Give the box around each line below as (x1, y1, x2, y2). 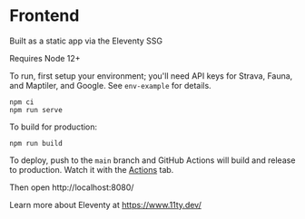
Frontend (9, 5, 80, 26)
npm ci (9, 97, 34, 107)
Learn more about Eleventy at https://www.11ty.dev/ (9, 199, 202, 210)
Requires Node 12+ (9, 52, 81, 63)
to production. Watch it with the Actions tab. (9, 164, 174, 175)
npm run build (9, 138, 64, 148)
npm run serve (9, 105, 64, 114)
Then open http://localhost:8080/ (9, 182, 134, 193)
